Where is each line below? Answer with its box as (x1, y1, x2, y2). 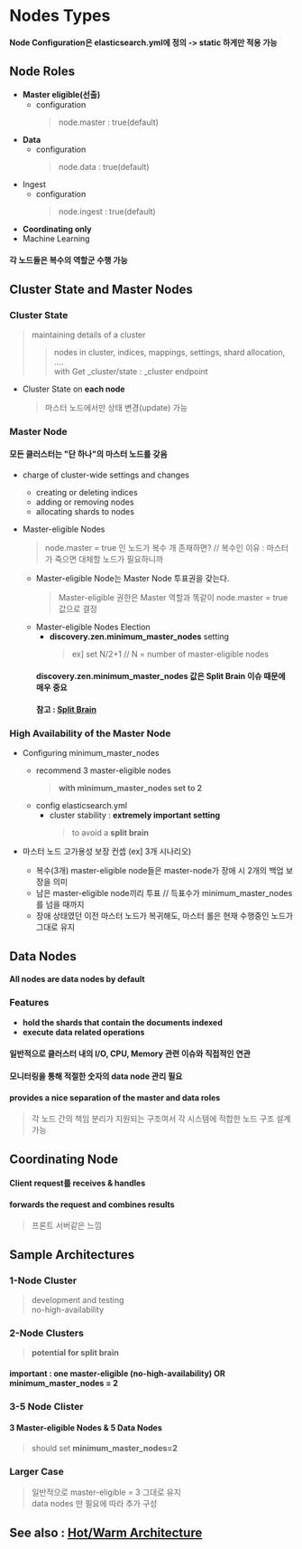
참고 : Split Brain (35, 704, 97, 715)
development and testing (31, 1295, 124, 1306)
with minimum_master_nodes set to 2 (58, 783, 203, 794)
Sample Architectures (9, 1247, 135, 1262)
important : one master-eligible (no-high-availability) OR (9, 1367, 225, 1379)
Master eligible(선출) (22, 89, 101, 99)
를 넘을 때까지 (35, 899, 85, 910)
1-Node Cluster (9, 1274, 78, 1287)
